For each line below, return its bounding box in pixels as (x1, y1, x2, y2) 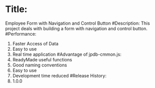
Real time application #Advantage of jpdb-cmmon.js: (12, 51, 122, 57)
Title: (5, 4, 28, 15)
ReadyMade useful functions (12, 56, 72, 62)
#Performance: (5, 31, 37, 37)
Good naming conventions (12, 62, 67, 68)
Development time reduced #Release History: (12, 72, 107, 78)
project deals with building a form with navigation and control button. (5, 25, 148, 31)
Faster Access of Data (12, 40, 59, 46)
